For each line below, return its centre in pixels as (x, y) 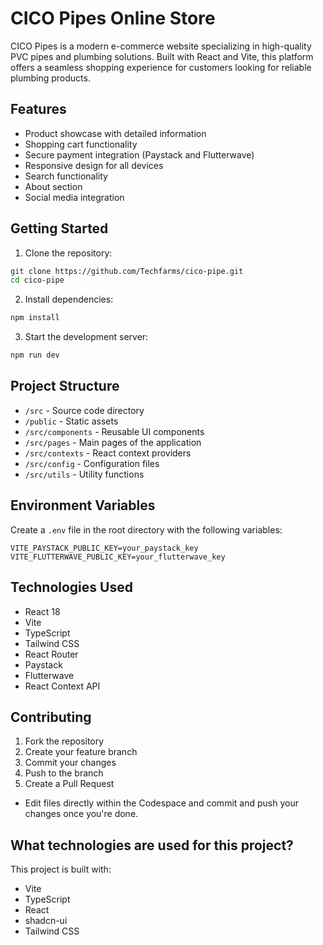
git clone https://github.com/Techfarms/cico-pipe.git (127, 271)
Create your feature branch (81, 752)
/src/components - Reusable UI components (114, 431)
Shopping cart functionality (81, 144)
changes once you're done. (81, 814)
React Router (51, 654)
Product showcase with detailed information (115, 133)
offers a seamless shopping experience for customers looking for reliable (161, 67)
